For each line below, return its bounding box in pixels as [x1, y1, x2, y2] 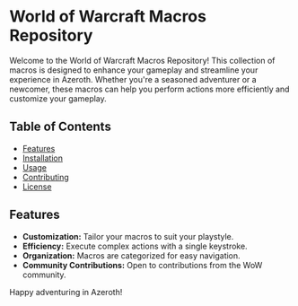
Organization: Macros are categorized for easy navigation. [22, 249, 241, 261]
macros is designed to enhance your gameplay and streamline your [9, 65, 259, 75]
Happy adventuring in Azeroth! [9, 286, 123, 297]
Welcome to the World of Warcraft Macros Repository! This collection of [9, 55, 276, 66]
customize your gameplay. [9, 92, 108, 104]
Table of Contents [9, 119, 112, 135]
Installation [22, 153, 64, 163]
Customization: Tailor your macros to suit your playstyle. [22, 231, 234, 241]
